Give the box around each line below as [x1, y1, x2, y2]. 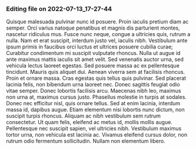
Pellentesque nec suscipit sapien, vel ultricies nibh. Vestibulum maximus [6, 125, 182, 132]
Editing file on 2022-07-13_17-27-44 [6, 5, 112, 13]
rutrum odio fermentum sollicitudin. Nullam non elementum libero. [6, 138, 166, 145]
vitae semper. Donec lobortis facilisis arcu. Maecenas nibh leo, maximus [6, 88, 181, 95]
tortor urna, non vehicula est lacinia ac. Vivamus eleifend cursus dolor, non [6, 131, 188, 138]
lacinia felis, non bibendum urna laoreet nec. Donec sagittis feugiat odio [6, 81, 181, 88]
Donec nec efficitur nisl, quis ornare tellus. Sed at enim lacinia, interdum [6, 100, 181, 107]
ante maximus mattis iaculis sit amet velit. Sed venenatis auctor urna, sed [6, 56, 184, 63]
